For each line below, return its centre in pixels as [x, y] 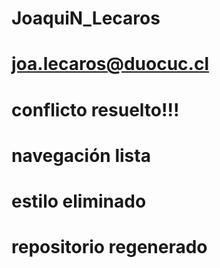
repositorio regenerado [109, 247]
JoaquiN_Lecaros [86, 18]
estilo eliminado [79, 201]
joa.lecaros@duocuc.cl [110, 64]
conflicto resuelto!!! [95, 109]
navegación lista [81, 155]
